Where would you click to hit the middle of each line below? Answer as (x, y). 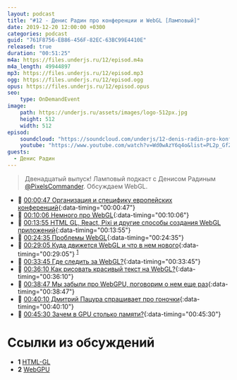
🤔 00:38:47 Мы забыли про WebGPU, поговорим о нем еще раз (113, 284)
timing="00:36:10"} (45, 276)
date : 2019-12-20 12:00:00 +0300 (56, 27)
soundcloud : (37, 139)
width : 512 (36, 126)
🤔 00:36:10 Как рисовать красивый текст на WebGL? (97, 269)
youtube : (33, 146)
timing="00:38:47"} (46, 292)
